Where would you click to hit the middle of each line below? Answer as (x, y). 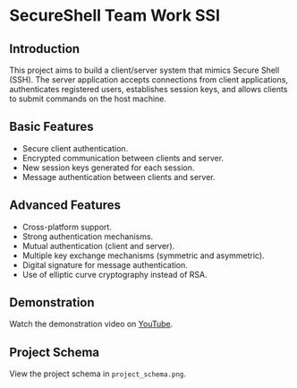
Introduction (45, 49)
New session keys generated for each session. (108, 168)
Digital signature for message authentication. (105, 264)
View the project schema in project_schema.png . (98, 374)
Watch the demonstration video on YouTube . (91, 324)
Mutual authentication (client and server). (98, 246)
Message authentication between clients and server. (119, 177)
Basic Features (51, 127)
